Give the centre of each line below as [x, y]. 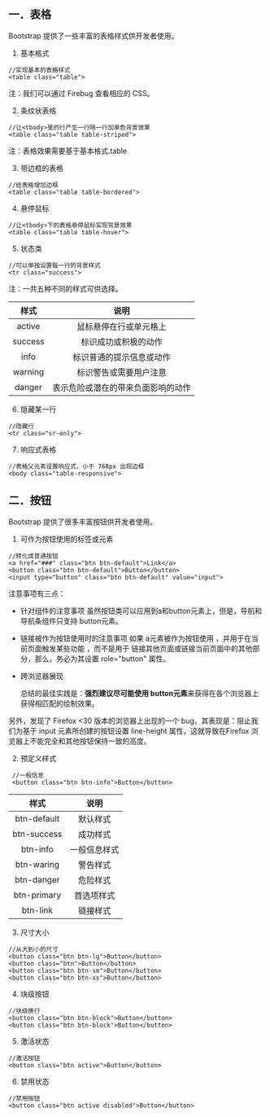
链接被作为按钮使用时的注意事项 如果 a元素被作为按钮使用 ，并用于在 [136, 638]
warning [28, 371]
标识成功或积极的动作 [122, 342]
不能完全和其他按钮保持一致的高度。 [90, 741]
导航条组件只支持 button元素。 [72, 620]
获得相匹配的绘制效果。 [59, 703]
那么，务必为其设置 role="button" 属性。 [102, 659]
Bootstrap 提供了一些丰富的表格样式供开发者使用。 [94, 36]
